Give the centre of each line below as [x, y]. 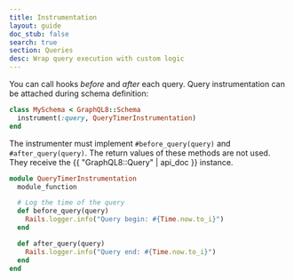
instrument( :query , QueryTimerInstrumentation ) [107, 118]
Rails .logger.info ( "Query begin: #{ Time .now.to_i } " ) [125, 220]
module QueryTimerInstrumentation [73, 179]
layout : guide [36, 26]
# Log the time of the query [71, 203]
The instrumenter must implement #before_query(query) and [120, 143]
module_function [47, 187]
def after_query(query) [61, 244]
